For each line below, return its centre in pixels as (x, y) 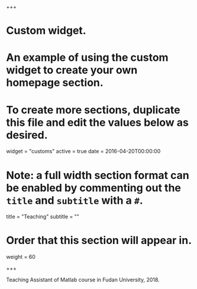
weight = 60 (21, 257)
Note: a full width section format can (98, 175)
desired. (27, 135)
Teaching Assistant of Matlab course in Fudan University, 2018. (83, 280)
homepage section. (55, 83)
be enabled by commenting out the (94, 188)
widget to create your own (72, 70)
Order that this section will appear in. (99, 241)
